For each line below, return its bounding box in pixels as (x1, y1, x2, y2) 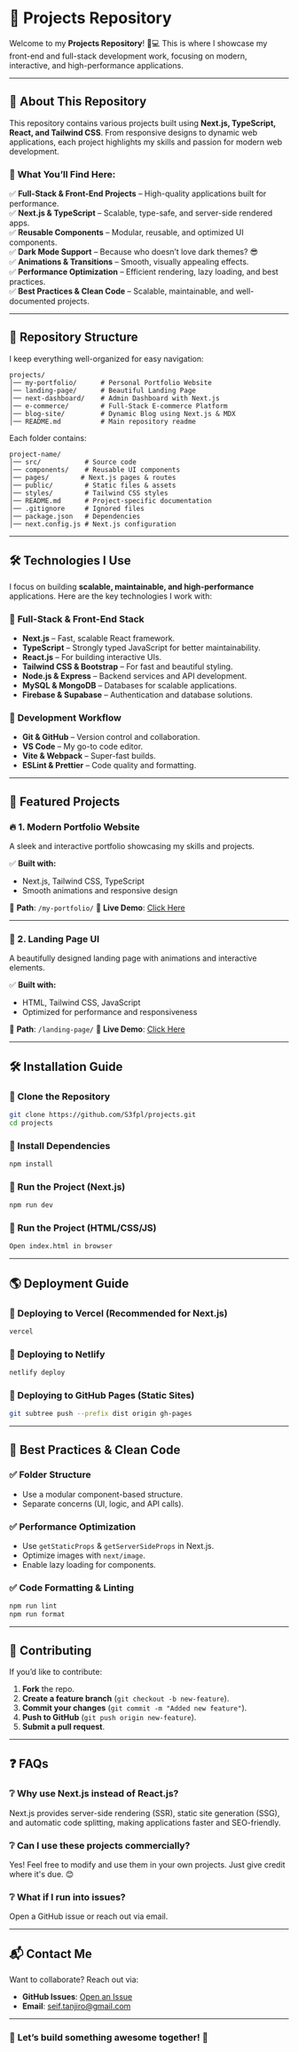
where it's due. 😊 (9, 1868, 74, 1879)
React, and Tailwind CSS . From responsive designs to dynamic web (9, 127, 258, 138)
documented (9, 296, 56, 307)
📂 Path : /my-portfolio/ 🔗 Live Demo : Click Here (9, 902, 186, 913)
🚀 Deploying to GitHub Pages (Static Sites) (9, 1388, 195, 1401)
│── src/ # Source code (9, 457, 137, 467)
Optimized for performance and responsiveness (21, 1007, 198, 1018)
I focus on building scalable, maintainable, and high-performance (9, 581, 255, 592)
